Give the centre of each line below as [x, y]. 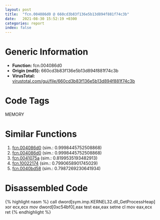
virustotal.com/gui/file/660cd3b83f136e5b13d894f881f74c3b [73, 81]
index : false [18, 28]
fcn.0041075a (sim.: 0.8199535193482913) [55, 158]
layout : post [18, 10]
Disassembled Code [46, 188]
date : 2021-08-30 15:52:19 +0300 [41, 19]
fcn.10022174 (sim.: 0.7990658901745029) [55, 163]
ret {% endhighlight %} [28, 212]
